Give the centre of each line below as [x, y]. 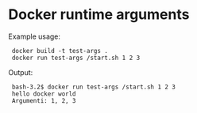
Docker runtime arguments [99, 15]
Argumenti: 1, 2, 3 [44, 100]
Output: [21, 72]
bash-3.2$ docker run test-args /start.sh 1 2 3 [94, 87]
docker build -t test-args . [60, 51]
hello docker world [44, 94]
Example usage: [35, 36]
